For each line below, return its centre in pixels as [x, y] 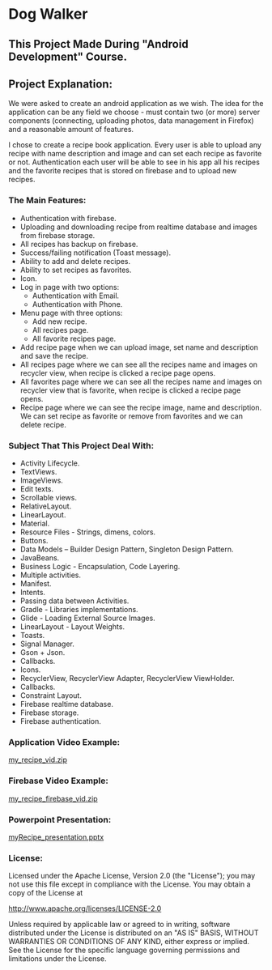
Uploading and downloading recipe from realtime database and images [138, 227]
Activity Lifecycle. [50, 463]
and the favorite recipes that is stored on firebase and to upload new [123, 171]
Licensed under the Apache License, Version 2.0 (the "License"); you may [132, 876]
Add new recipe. [59, 321]
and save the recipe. [54, 355]
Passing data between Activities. [74, 601]
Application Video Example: [64, 742]
